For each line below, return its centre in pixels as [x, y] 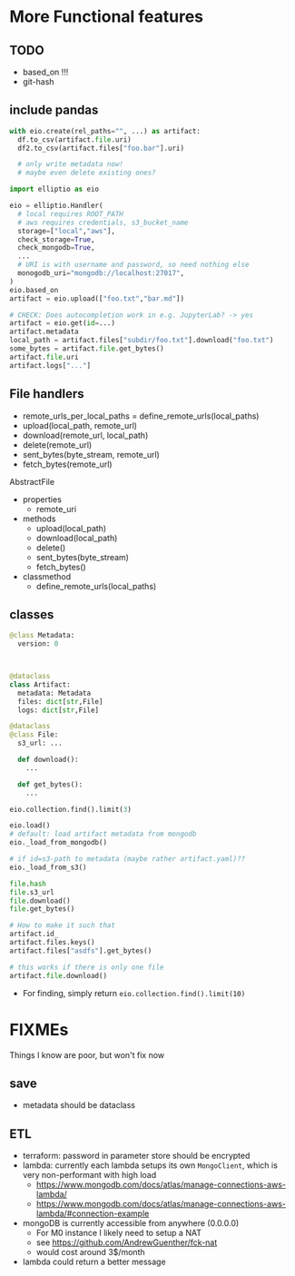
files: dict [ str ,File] [60, 701]
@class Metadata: [42, 636]
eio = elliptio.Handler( [56, 206]
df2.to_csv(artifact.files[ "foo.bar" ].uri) [101, 148]
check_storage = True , [56, 239]
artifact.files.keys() [52, 943]
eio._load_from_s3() [49, 867]
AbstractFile [32, 481]
